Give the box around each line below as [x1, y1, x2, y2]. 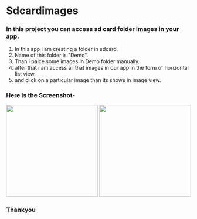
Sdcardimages [6, 4, 79, 18]
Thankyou [6, 206, 36, 214]
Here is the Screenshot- [6, 91, 76, 100]
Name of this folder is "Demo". [14, 52, 89, 59]
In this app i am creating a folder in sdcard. [14, 46, 118, 53]
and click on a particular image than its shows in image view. [14, 77, 161, 84]
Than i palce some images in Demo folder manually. [14, 58, 140, 65]
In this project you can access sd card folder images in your [6, 25, 179, 33]
